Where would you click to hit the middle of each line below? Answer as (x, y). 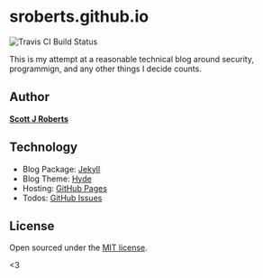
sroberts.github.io (79, 17)
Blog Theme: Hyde (57, 179)
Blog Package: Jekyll (61, 169)
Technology (44, 148)
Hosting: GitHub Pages (65, 188)
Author (29, 97)
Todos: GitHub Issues (62, 198)
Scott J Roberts (39, 118)
